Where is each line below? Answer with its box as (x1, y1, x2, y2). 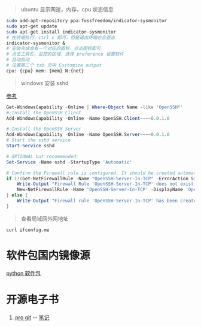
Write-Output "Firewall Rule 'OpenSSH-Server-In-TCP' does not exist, (17, 181, 197, 187)
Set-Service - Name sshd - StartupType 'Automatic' (6, 159, 133, 165)
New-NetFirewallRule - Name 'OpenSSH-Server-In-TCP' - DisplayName (17, 187, 184, 193)
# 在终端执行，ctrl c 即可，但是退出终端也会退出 (6, 34, 115, 41)
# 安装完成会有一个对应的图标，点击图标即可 (6, 46, 101, 52)
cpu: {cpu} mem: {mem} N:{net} (6, 68, 84, 74)
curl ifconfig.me (6, 227, 50, 233)
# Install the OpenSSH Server (6, 126, 82, 132)
